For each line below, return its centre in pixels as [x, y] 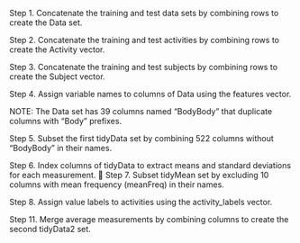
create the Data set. [46, 22]
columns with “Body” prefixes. [66, 121]
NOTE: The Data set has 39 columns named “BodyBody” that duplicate [141, 111]
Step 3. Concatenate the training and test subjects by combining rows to [143, 67]
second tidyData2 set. [50, 229]
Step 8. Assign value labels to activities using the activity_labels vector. [141, 202]
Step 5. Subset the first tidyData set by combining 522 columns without [142, 138]
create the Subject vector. [57, 76]
